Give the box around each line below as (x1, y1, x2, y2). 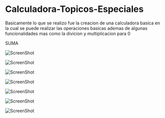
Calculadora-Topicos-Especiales (5, 3, 144, 15)
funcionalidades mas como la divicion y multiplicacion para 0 (5, 30, 131, 36)
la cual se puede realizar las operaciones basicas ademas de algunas (5, 25, 148, 31)
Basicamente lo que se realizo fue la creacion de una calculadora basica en (5, 20, 161, 26)
